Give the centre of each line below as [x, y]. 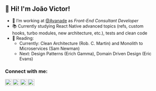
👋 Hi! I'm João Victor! [38, 9]
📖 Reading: [23, 38]
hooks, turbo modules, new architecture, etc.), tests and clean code [80, 33]
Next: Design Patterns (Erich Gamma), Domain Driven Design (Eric [85, 53]
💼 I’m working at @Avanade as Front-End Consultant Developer [75, 20]
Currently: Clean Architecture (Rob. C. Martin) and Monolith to [81, 43]
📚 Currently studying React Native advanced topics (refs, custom [78, 26]
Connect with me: [26, 71]
